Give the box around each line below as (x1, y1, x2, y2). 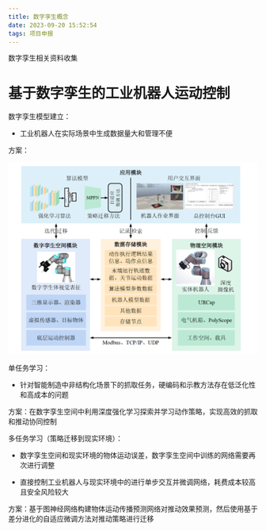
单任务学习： (8, 363, 50, 372)
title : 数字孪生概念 (8, 13, 69, 21)
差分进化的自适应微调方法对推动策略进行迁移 (8, 514, 154, 523)
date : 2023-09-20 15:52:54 (8, 21, 97, 29)
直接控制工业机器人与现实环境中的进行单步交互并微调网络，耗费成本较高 (19, 477, 256, 487)
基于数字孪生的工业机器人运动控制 (8, 84, 231, 102)
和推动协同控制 (8, 417, 57, 426)
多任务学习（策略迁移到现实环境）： (8, 433, 123, 443)
